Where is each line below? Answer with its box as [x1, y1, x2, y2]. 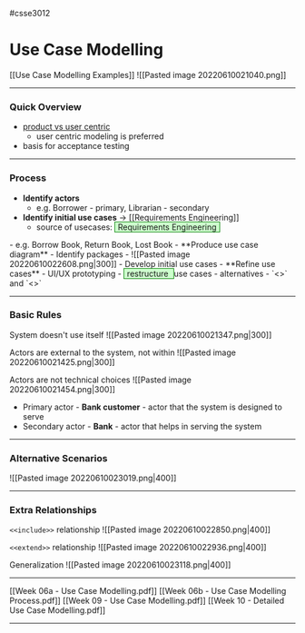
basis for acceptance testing [22, 141, 130, 152]
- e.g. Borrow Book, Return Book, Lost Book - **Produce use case [9, 239, 259, 250]
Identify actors [22, 193, 80, 203]
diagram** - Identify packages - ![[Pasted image [9, 249, 191, 260]
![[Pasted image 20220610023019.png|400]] [9, 472, 177, 484]
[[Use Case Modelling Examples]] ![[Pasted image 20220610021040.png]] [9, 69, 287, 80]
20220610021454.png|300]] [9, 383, 116, 394]
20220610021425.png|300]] [9, 356, 115, 367]
